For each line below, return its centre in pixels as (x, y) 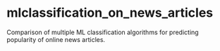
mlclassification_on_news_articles (110, 13)
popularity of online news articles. (56, 39)
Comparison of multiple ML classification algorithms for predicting (103, 32)
